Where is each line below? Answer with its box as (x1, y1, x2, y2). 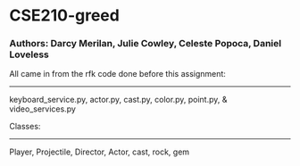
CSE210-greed (9, 5, 121, 26)
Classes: (9, 121, 41, 132)
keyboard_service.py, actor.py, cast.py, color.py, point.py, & (9, 95, 228, 105)
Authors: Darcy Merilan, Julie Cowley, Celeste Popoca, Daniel (9, 37, 282, 50)
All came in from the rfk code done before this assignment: (9, 69, 226, 79)
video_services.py (9, 104, 76, 114)
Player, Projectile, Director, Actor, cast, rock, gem (9, 146, 190, 157)
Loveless (9, 48, 49, 61)
